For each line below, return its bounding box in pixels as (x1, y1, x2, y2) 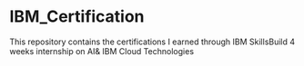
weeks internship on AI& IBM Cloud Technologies (9, 45, 194, 56)
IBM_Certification (9, 6, 145, 27)
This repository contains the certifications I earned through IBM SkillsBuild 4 (9, 36, 296, 47)
